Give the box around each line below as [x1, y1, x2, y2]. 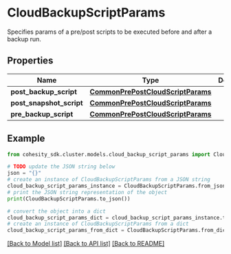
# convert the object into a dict [7, 208, 107, 215]
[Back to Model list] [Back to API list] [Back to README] [7, 240, 165, 248]
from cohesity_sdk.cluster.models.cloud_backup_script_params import [7, 151, 211, 158]
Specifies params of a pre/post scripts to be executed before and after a [7, 28, 212, 36]
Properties [7, 55, 54, 67]
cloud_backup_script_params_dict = [7, 214, 109, 221]
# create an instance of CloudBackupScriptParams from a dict [7, 220, 189, 228]
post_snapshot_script [10, 98, 84, 107]
